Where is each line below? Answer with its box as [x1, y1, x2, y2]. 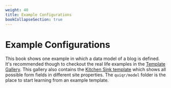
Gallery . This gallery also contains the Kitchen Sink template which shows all [5, 67, 166, 73]
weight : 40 [5, 7, 29, 13]
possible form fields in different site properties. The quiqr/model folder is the [5, 72, 166, 78]
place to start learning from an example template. [5, 77, 109, 83]
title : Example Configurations [5, 12, 72, 17]
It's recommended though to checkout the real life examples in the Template [5, 61, 166, 67]
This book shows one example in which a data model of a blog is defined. [5, 55, 160, 62]
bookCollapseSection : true [5, 17, 63, 22]
